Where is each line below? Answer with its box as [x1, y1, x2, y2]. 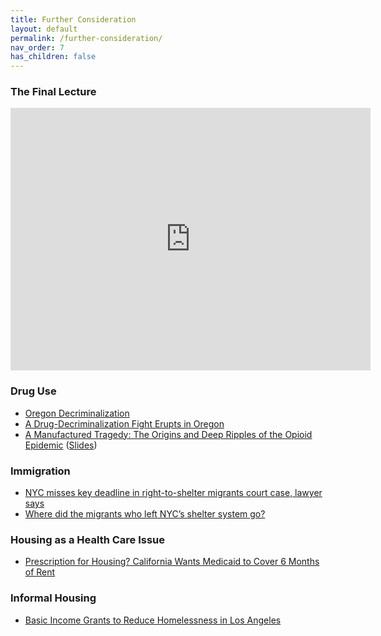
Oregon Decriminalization [24, 407, 130, 419]
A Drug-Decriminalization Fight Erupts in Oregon [24, 417, 225, 430]
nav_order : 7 [10, 42, 65, 53]
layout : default [10, 24, 78, 34]
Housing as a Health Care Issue [10, 532, 166, 546]
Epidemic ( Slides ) [24, 439, 98, 451]
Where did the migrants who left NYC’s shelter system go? [24, 508, 266, 520]
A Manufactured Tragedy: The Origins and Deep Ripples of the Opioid [24, 428, 313, 440]
